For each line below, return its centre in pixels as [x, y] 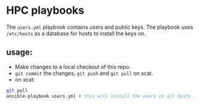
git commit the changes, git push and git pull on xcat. [84, 73]
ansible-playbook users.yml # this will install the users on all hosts [99, 96]
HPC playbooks [45, 10]
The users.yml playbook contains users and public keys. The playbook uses [100, 27]
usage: [19, 52]
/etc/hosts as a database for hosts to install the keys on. [76, 33]
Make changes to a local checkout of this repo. [73, 67]
